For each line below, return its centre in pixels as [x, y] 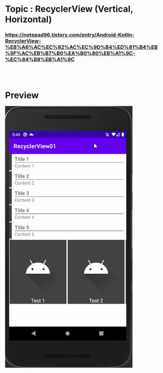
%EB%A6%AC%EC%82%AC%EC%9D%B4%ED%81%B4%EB [81, 47]
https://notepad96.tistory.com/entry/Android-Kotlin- [70, 35]
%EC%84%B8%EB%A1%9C [40, 59]
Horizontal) [29, 19]
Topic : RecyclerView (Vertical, [69, 9]
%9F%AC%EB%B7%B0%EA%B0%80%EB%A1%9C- [70, 54]
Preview [22, 95]
